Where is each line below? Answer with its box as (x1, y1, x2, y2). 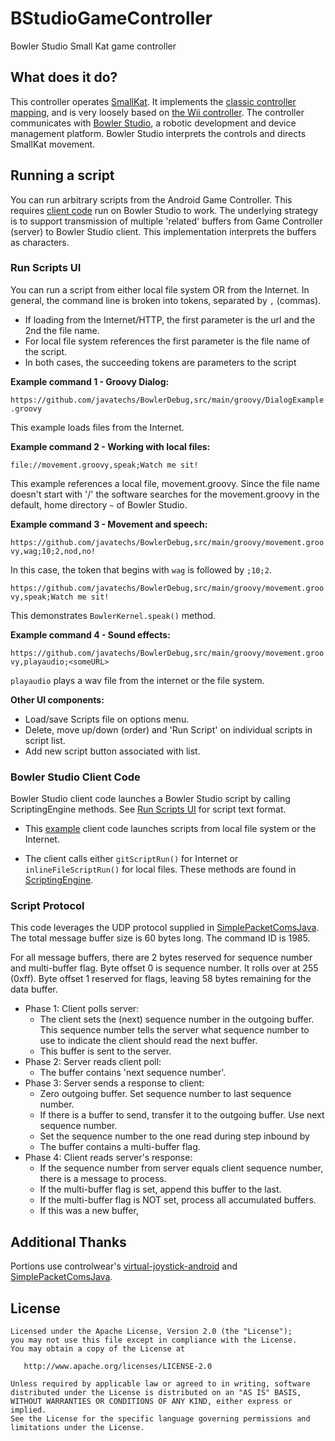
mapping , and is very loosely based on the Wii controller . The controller (10, 106, 305, 118)
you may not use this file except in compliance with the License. (10, 1335, 298, 1346)
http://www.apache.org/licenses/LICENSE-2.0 (23, 1362, 213, 1372)
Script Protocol (10, 899, 85, 913)
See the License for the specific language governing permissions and (10, 1414, 311, 1424)
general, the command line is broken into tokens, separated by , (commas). (10, 294, 322, 306)
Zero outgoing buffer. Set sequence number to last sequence (39, 1088, 292, 1100)
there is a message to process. (39, 1173, 167, 1185)
